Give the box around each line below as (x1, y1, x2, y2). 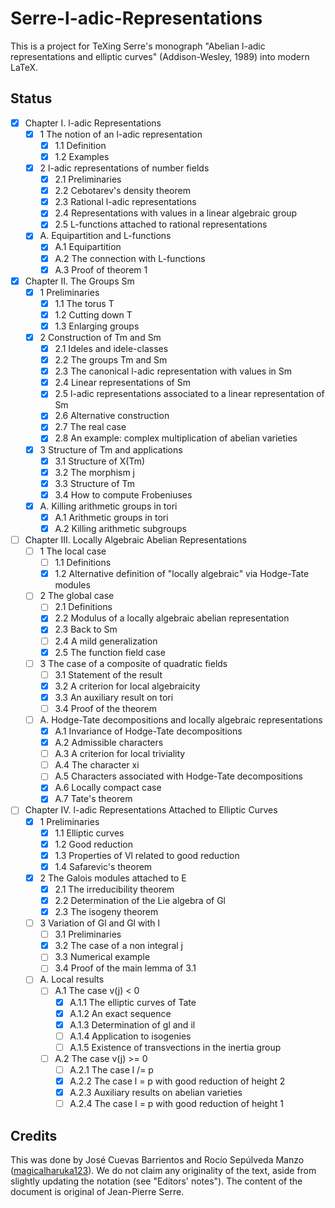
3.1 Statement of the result (54, 668, 163, 681)
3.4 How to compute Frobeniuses (54, 488, 193, 501)
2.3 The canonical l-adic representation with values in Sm (54, 365, 292, 377)
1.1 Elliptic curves (54, 827, 125, 839)
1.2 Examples (54, 150, 110, 162)
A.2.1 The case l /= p (69, 1063, 154, 1076)
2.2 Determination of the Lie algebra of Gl (54, 894, 227, 906)
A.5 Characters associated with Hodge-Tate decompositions (54, 770, 303, 782)
